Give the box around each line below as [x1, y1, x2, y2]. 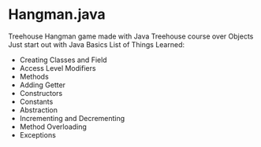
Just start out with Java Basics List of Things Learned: [8, 39, 185, 49]
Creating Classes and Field [19, 55, 108, 64]
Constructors [19, 88, 63, 97]
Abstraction [19, 105, 58, 115]
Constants [19, 97, 54, 106]
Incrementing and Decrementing [19, 113, 125, 123]
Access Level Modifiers [19, 63, 96, 72]
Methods [19, 72, 49, 81]
